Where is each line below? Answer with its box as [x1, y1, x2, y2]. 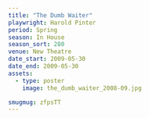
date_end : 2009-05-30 [8, 63, 79, 70]
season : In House [8, 33, 65, 41]
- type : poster [15, 77, 65, 84]
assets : [8, 70, 34, 77]
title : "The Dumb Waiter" [8, 11, 93, 20]
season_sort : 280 [8, 41, 65, 48]
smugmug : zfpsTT [8, 98, 61, 106]
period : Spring [8, 26, 58, 34]
